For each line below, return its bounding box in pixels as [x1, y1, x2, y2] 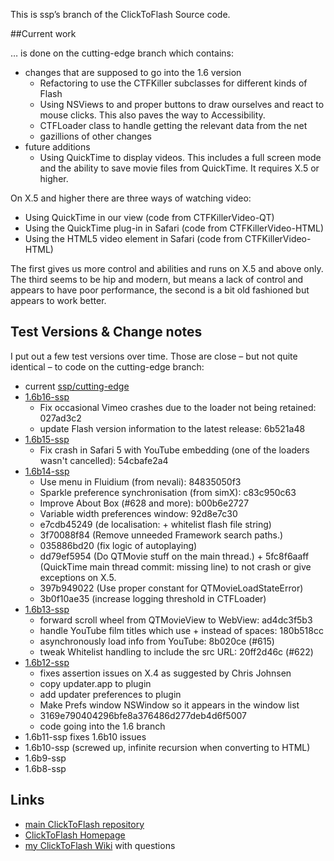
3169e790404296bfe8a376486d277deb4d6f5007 [39, 709, 247, 721]
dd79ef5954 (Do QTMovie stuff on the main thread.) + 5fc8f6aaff [39, 550, 310, 562]
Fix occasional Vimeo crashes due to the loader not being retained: [39, 401, 317, 413]
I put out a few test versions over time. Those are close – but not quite [10, 350, 298, 362]
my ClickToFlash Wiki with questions [24, 839, 176, 851]
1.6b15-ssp [24, 433, 70, 445]
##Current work [10, 28, 77, 39]
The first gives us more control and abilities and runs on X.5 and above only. [10, 263, 324, 274]
